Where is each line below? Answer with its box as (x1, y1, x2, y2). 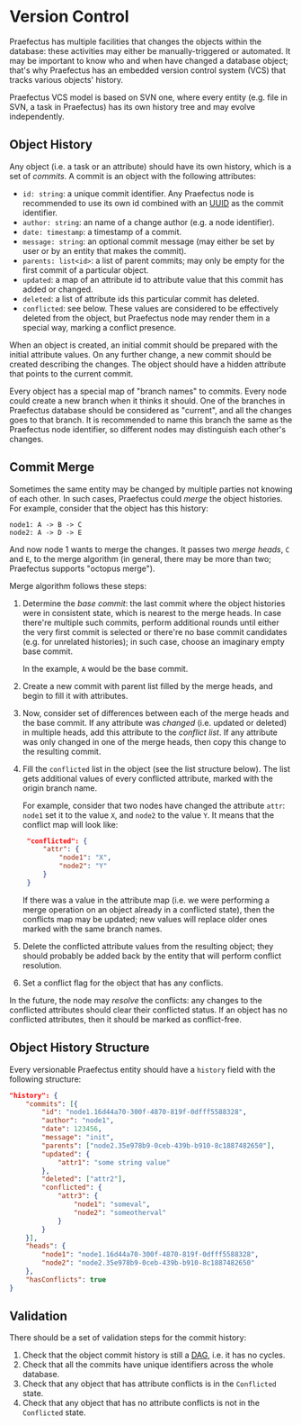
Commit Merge (9, 459, 94, 475)
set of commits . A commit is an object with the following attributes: (9, 170, 257, 181)
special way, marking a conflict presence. (22, 322, 177, 332)
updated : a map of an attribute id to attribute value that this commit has (22, 274, 284, 285)
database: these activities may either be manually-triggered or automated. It (9, 45, 291, 56)
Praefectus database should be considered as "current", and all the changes (9, 404, 292, 415)
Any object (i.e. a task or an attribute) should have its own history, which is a (9, 160, 292, 172)
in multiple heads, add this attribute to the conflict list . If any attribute (22, 727, 279, 738)
